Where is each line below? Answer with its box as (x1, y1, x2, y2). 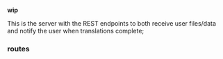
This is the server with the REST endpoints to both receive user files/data (7, 19, 217, 27)
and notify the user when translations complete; (7, 27, 144, 35)
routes (7, 44, 30, 53)
